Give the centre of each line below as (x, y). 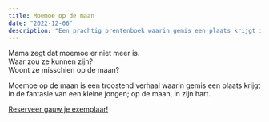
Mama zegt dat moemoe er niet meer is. (74, 53)
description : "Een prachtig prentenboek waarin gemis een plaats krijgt (132, 30)
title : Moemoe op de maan (51, 16)
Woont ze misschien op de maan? (64, 70)
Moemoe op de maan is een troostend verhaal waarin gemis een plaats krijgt (134, 85)
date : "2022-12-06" (41, 23)
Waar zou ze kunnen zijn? (51, 61)
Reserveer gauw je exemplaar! (58, 109)
